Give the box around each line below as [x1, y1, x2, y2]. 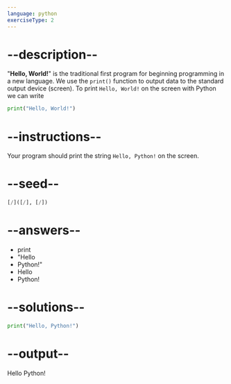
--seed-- [7, 176, 60, 192]
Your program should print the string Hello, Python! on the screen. [7, 152, 199, 160]
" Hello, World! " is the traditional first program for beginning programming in [7, 70, 224, 78]
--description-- [7, 47, 99, 63]
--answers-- [7, 223, 81, 239]
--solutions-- [7, 300, 85, 315]
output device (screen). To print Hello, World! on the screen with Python [7, 84, 216, 93]
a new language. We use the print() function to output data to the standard [7, 77, 224, 86]
